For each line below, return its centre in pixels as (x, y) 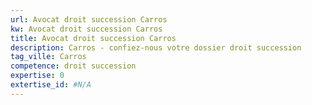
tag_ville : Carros (48, 57)
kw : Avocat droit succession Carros (86, 29)
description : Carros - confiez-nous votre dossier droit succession (156, 47)
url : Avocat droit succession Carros (89, 19)
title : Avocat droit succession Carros (93, 38)
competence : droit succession (73, 66)
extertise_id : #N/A (51, 85)
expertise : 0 (37, 76)
